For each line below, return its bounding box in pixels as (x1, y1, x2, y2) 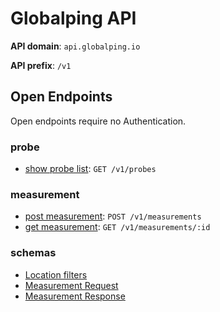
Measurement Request (24, 279, 119, 291)
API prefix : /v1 (10, 59, 72, 71)
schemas (10, 246, 57, 260)
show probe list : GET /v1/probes (24, 163, 157, 175)
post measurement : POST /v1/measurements (24, 210, 202, 222)
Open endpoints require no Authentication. (10, 115, 187, 127)
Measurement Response (24, 290, 126, 302)
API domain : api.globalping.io (10, 40, 141, 52)
